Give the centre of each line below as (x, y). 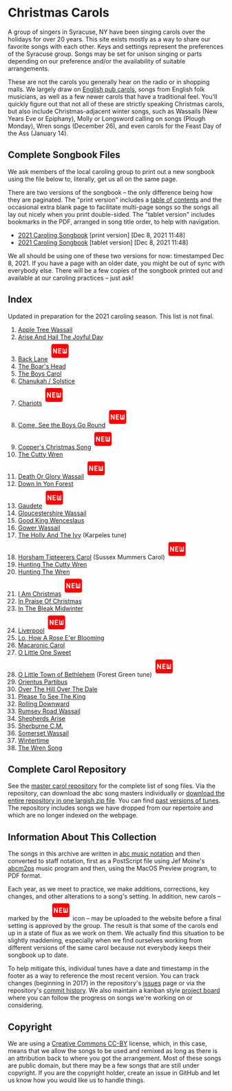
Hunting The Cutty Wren (52, 564)
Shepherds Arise (42, 718)
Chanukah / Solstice (46, 380)
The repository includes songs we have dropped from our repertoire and (110, 808)
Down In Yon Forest (45, 483)
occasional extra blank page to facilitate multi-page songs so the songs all (113, 207)
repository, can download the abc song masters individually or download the (116, 793)
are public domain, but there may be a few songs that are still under (104, 1065)
